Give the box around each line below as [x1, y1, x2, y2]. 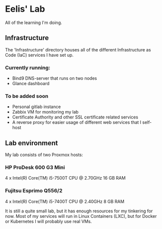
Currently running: [5, 64, 50, 71]
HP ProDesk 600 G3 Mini [5, 164, 65, 171]
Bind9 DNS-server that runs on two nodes [12, 75, 97, 81]
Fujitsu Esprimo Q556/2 [5, 187, 63, 194]
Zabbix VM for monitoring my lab [12, 109, 79, 115]
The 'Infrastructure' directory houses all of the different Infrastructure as [5, 46, 151, 52]
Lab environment [5, 138, 58, 147]
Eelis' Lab [5, 3, 46, 15]
